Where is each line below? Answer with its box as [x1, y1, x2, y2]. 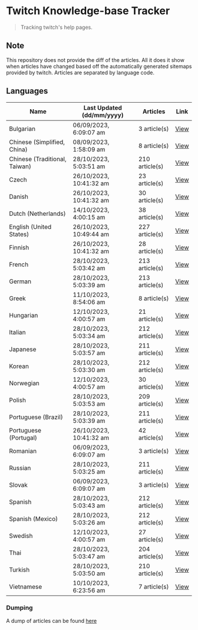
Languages [6, 86, 48, 96]
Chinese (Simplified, [9, 137, 65, 146]
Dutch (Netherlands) [9, 209, 66, 218]
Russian [9, 464, 31, 472]
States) [9, 230, 29, 238]
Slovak [9, 481, 28, 489]
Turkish [9, 565, 30, 573]
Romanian [9, 447, 37, 455]
